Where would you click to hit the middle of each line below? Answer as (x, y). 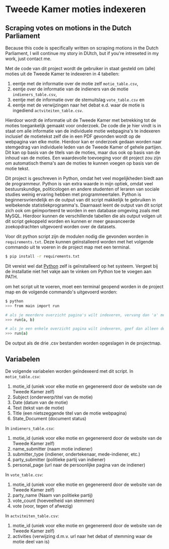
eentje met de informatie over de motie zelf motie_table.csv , (75, 84)
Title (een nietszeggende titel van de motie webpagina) (70, 413)
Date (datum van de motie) (40, 402)
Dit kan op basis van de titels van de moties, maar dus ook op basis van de (82, 152)
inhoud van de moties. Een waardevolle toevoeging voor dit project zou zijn (83, 158)
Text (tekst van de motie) (38, 408)
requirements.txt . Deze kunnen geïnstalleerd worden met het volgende (79, 242)
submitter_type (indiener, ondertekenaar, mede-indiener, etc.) (76, 454)
